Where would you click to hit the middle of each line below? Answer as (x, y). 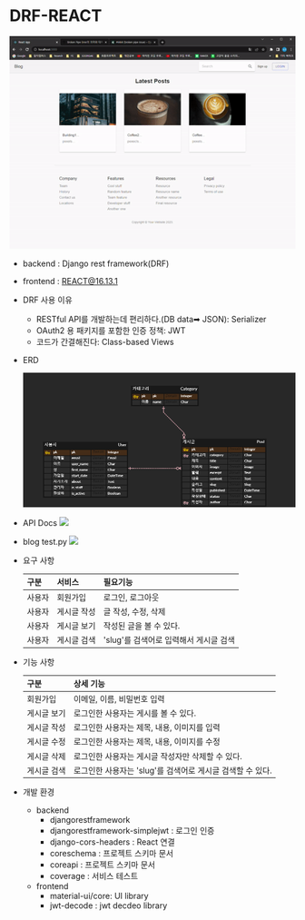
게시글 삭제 (46, 756)
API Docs (39, 522)
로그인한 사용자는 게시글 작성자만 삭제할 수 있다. (157, 756)
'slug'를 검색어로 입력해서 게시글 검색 (169, 640)
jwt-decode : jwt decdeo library (108, 905)
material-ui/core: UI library (99, 896)
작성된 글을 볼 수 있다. (142, 626)
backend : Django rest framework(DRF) (96, 263)
